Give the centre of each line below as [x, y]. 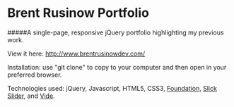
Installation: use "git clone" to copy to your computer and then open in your [117, 67]
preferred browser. [35, 75]
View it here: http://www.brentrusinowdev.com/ [76, 53]
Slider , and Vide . [31, 96]
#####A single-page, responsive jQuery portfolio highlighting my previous [116, 32]
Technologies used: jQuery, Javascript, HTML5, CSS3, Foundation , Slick [112, 88]
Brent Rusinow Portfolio [78, 13]
